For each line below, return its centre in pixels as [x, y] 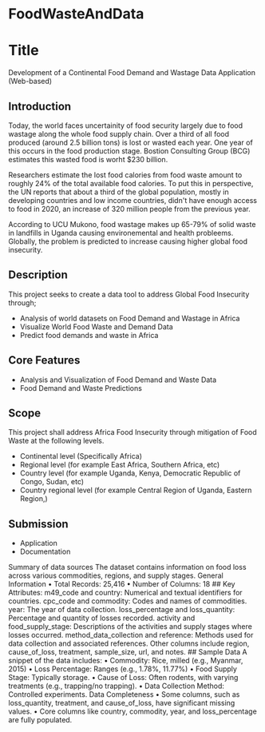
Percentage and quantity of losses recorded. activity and [102, 618]
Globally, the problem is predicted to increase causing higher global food [128, 241]
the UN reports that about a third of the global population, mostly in [119, 192]
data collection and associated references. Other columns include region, [129, 643]
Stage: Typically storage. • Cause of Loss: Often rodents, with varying [123, 678]
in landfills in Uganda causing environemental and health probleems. [121, 233]
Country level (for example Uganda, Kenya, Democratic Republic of [130, 473]
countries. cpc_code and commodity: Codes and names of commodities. [128, 601]
